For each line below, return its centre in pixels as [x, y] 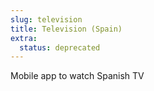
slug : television [46, 19]
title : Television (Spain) [66, 29]
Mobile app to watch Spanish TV [77, 76]
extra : [24, 38]
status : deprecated [60, 47]
